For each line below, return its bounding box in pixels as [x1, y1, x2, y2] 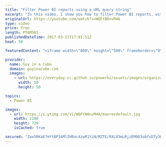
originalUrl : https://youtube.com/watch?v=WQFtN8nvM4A [5, 16, 121, 21]
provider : [5, 57, 26, 62]
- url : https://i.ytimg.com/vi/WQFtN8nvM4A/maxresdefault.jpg [9, 111, 140, 116]
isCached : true [14, 125, 45, 131]
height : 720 [14, 121, 39, 126]
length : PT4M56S [5, 30, 39, 35]
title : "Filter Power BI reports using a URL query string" [5, 7, 132, 12]
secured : [5, 134, 23, 139]
